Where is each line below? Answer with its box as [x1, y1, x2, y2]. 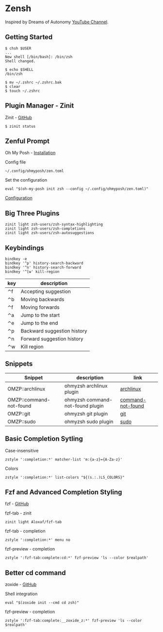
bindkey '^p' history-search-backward [5, 261, 83, 266]
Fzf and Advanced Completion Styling [5, 488, 122, 497]
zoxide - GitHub [5, 582, 37, 587]
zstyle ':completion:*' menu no [5, 537, 70, 543]
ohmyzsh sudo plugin [65, 418, 114, 425]
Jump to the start [20, 312, 60, 318]
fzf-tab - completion [5, 528, 46, 534]
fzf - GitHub [5, 501, 29, 507]
